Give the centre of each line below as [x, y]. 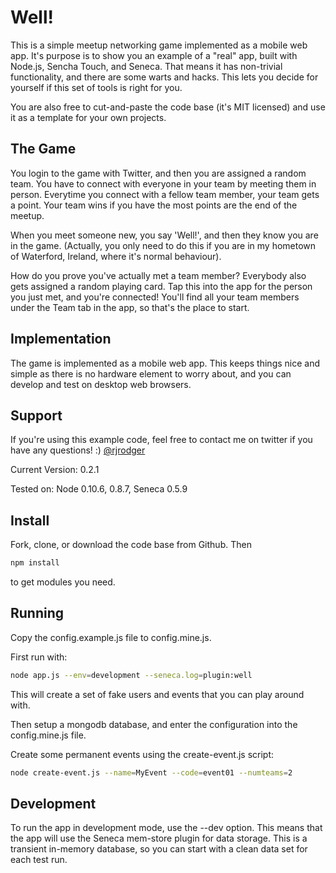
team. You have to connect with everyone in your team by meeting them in [163, 183]
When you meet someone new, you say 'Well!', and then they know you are [164, 235]
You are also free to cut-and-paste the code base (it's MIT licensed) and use [168, 107]
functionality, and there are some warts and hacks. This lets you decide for [164, 77]
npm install [35, 563]
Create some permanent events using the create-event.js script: [142, 754]
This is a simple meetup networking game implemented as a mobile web [159, 45]
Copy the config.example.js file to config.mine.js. [111, 637]
